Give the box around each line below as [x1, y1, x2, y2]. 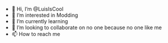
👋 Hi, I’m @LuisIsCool [11, 6, 64, 12]
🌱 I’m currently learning [11, 18, 68, 24]
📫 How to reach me [11, 31, 60, 37]
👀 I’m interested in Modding [11, 12, 78, 19]
